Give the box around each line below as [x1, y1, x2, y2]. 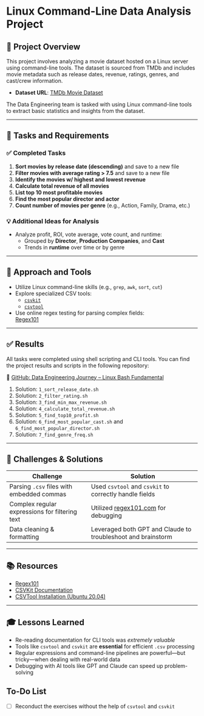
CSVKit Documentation [15, 587, 73, 594]
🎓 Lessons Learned [6, 617, 85, 628]
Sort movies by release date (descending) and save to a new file [15, 163, 179, 170]
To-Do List [6, 686, 47, 696]
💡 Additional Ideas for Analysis [6, 217, 99, 225]
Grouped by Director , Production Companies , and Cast [24, 237, 165, 245]
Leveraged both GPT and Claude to [90, 525, 192, 534]
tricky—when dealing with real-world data [15, 656, 120, 663]
